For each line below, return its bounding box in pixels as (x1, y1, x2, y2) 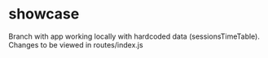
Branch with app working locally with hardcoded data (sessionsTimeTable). (8, 31, 261, 41)
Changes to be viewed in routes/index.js (8, 39, 144, 49)
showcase (8, 5, 80, 23)
